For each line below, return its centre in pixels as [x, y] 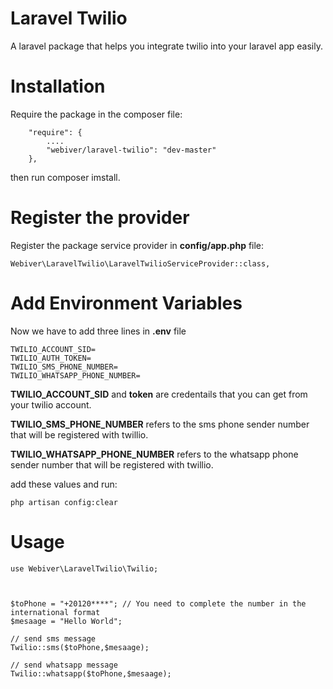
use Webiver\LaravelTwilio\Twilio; [84, 568]
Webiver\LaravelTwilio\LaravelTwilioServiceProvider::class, [140, 263]
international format [55, 612]
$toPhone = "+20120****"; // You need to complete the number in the [158, 603]
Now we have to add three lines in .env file [98, 331]
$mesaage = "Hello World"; [66, 621]
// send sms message [53, 638]
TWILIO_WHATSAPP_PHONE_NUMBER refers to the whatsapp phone [154, 454]
